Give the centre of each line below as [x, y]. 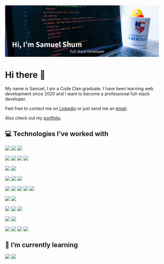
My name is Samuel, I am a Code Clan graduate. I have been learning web [79, 88]
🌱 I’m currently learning [41, 245]
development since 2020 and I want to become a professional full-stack [77, 94]
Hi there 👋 [25, 75]
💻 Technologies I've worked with [57, 134]
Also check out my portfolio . [33, 118]
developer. [16, 99]
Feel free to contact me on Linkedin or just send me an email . [66, 108]
